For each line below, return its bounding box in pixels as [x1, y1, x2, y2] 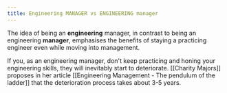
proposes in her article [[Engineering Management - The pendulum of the [7, 71, 215, 79]
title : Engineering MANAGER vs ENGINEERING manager [7, 10, 158, 17]
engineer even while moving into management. [7, 43, 140, 51]
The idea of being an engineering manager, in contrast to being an [7, 29, 197, 37]
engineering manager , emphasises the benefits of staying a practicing [7, 36, 207, 44]
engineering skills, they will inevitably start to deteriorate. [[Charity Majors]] [7, 64, 221, 72]
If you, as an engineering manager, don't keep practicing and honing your [7, 56, 215, 65]
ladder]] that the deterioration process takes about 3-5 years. [7, 78, 182, 86]
